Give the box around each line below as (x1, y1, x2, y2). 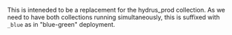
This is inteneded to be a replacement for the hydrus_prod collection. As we (7, 6, 226, 14)
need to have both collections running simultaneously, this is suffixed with (7, 13, 220, 21)
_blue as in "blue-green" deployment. (7, 21, 115, 28)
